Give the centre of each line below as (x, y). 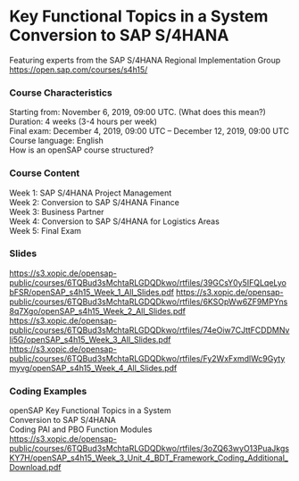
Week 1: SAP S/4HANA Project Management (91, 193)
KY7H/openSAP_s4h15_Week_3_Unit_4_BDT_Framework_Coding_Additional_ (149, 458)
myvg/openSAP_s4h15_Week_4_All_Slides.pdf (93, 368)
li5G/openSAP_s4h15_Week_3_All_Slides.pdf (90, 339)
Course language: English (57, 141)
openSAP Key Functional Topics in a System (90, 411)
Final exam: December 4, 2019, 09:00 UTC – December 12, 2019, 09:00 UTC (149, 131)
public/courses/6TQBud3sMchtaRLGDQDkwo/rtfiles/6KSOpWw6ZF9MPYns (149, 302)
